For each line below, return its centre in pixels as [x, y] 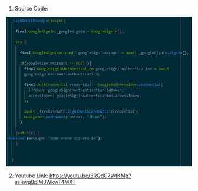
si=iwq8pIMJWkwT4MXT [45, 182]
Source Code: [31, 9]
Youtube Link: [31, 176]
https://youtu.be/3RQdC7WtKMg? [90, 176]
